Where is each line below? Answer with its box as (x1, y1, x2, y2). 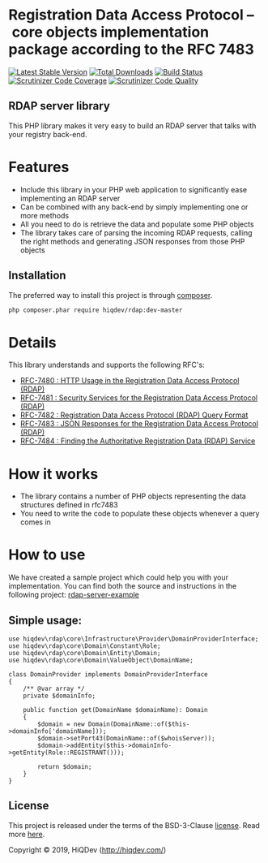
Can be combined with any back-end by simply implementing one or (19, 201, 249, 212)
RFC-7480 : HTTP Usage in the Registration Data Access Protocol (19, 376, 240, 386)
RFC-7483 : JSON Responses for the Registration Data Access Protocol (19, 419, 259, 429)
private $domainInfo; (23, 692, 96, 700)
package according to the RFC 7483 (8, 41, 255, 58)
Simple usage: (8, 613, 83, 627)
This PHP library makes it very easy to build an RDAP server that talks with (8, 120, 257, 131)
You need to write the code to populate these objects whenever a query (19, 509, 260, 519)
